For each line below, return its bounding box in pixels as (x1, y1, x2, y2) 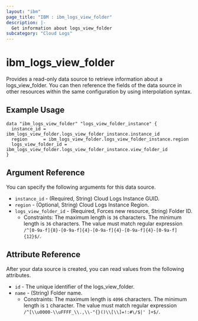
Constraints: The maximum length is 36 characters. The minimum (23, 214, 182, 221)
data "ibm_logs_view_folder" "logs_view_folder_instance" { (6, 120, 158, 127)
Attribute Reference (6, 250, 81, 260)
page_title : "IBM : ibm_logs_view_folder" (6, 14, 112, 20)
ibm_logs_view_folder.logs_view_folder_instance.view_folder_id (6, 146, 168, 152)
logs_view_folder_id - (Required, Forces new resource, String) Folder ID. (14, 207, 193, 214)
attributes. (6, 271, 31, 279)
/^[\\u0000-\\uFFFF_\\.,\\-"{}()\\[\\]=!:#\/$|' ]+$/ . (23, 308, 161, 315)
